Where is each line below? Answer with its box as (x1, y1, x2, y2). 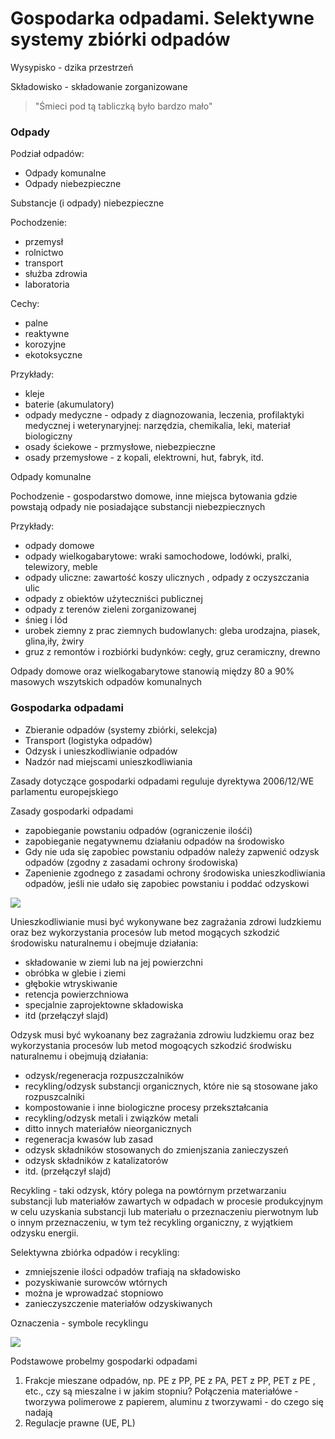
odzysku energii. (10, 1227, 79, 1239)
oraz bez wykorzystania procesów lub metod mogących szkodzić (10, 926, 281, 938)
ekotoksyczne (24, 349, 83, 361)
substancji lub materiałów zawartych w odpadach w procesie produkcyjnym (10, 1195, 324, 1207)
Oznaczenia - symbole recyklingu (10, 1317, 149, 1329)
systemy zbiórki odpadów (10, 28, 231, 51)
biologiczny (24, 430, 73, 442)
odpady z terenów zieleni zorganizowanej (24, 603, 197, 616)
